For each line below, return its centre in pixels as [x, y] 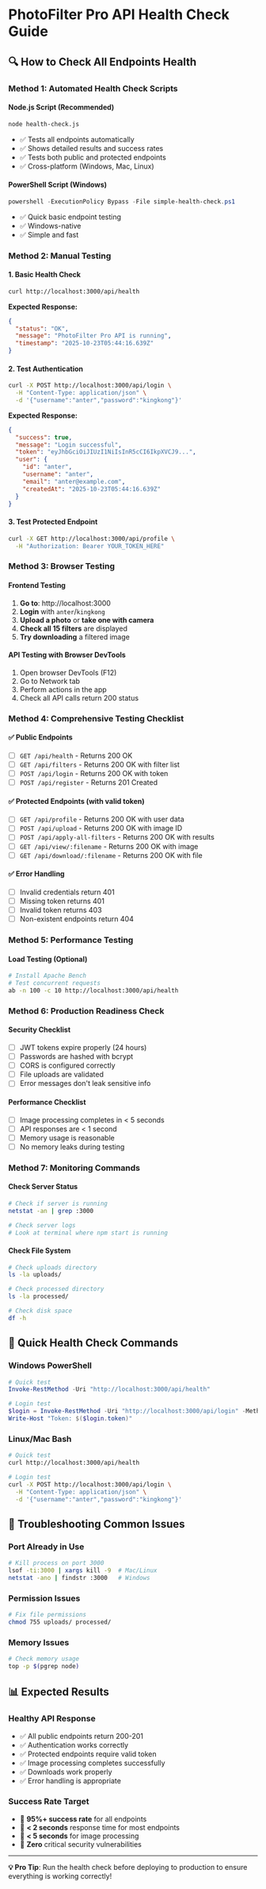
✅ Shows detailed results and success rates [91, 148]
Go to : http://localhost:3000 [65, 603]
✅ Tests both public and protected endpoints [93, 157]
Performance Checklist [47, 1102]
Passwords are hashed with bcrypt [76, 1057]
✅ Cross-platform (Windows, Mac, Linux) [87, 166]
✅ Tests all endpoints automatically [77, 139]
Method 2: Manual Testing [60, 256]
